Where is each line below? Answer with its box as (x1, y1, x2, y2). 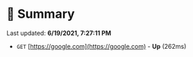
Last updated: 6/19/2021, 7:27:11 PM (6, 29, 112, 37)
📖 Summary (6, 6, 75, 22)
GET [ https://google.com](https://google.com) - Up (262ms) (16, 42, 187, 50)
